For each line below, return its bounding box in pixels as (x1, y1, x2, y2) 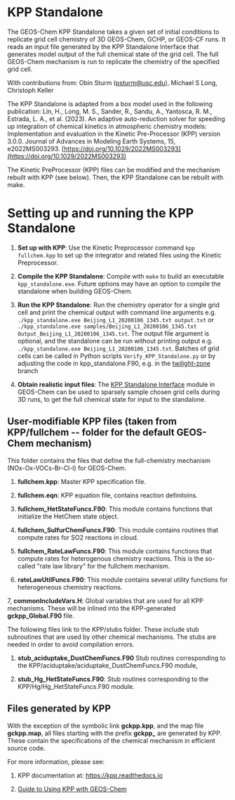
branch (17, 367, 39, 375)
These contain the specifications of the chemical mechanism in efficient (7, 736, 215, 744)
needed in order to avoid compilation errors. (7, 640, 135, 648)
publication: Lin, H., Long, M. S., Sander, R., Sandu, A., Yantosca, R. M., (7, 107, 213, 115)
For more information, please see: (7, 757, 105, 766)
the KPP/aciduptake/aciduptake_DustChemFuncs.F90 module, (17, 661, 199, 669)
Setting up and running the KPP (7, 205, 194, 222)
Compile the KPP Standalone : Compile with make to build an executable (17, 272, 224, 280)
